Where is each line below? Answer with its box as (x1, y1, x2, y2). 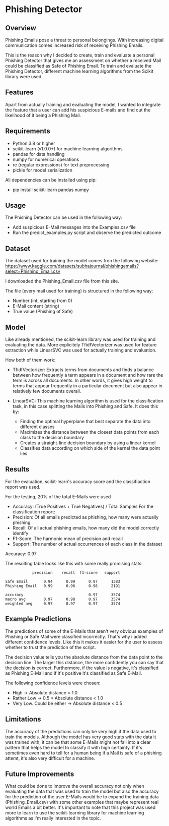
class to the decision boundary (20, 435, 84, 441)
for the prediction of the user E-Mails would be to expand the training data (5, 794, 159, 800)
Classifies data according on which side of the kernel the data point (20, 445, 160, 451)
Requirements (5, 127, 50, 136)
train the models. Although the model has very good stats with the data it (5, 734, 156, 740)
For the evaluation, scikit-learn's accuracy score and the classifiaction (5, 478, 151, 485)
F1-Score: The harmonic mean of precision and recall (12, 536, 123, 542)
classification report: (12, 508, 55, 515)
